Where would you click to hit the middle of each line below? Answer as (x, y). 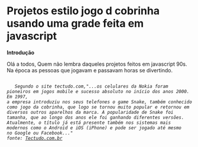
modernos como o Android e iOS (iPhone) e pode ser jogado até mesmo (94, 128)
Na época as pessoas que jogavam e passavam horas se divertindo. (90, 70)
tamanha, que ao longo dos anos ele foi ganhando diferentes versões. (95, 117)
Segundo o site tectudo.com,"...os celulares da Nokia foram (91, 86)
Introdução (21, 52)
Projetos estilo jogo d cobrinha (83, 11)
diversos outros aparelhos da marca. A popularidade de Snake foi (90, 112)
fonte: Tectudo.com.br (35, 138)
